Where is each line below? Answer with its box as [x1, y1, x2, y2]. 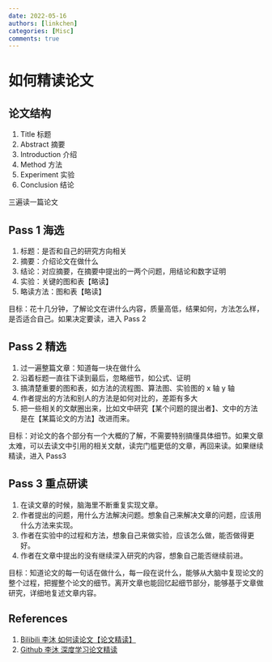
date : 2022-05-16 [8, 11, 67, 20]
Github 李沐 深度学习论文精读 [19, 644, 118, 654]
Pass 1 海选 [8, 223, 65, 237]
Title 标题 [19, 129, 52, 139]
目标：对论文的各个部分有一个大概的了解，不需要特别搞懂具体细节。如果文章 [8, 431, 264, 440]
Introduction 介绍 [19, 150, 78, 159]
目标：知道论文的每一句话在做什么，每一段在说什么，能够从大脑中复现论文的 [8, 567, 264, 577]
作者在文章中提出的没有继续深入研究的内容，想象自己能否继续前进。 [19, 550, 248, 560]
